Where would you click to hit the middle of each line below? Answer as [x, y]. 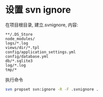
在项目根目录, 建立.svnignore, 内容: [42, 25]
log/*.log [16, 65]
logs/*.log [17, 43]
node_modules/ [20, 39]
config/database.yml [27, 56]
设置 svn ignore [38, 10]
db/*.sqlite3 [19, 61]
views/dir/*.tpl [22, 47]
